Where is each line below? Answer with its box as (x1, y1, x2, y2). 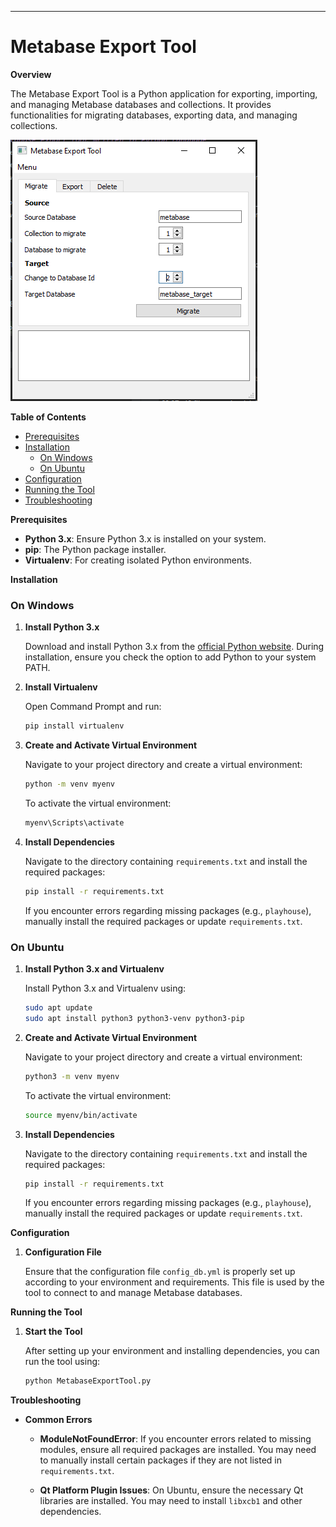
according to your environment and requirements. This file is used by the (24, 1276, 325, 1288)
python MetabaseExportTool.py (24, 1376, 152, 1386)
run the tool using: (24, 1356, 101, 1368)
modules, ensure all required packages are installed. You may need (39, 1444, 317, 1456)
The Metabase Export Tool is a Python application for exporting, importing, (10, 87, 318, 100)
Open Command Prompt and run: (24, 701, 162, 713)
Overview (10, 68, 52, 80)
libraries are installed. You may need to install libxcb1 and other (39, 1495, 303, 1507)
